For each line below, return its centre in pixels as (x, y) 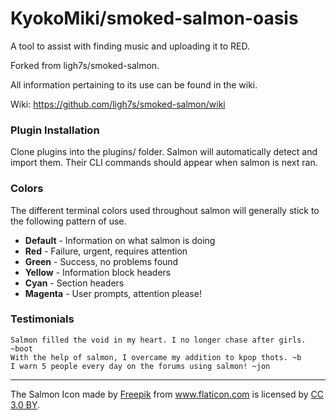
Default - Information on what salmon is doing (120, 240)
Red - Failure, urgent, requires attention (106, 251)
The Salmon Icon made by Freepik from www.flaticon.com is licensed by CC (167, 394)
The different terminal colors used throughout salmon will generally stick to (165, 210)
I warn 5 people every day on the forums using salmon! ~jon (140, 366)
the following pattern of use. (68, 221)
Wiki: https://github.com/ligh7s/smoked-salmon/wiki (118, 104)
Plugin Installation (55, 130)
